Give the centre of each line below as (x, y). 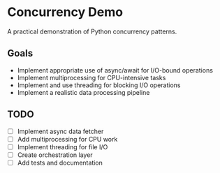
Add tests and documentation (60, 163)
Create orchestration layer (55, 155)
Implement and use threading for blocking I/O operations (99, 85)
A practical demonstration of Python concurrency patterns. (92, 31)
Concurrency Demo (65, 12)
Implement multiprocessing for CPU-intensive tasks (91, 77)
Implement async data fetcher (60, 131)
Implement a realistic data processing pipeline (83, 92)
